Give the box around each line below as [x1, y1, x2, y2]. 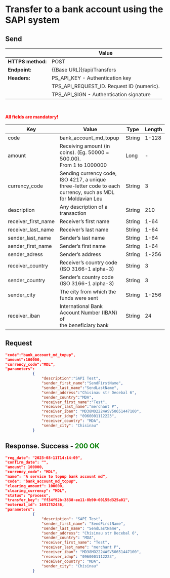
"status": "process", [5, 493, 51, 498]
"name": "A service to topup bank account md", [5, 474, 108, 479]
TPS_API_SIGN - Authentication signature [51, 91, 151, 98]
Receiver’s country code [59, 259, 117, 266]
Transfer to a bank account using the [5, 4, 163, 15]
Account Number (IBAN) [59, 309, 118, 316]
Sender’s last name [59, 235, 105, 241]
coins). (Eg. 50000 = [59, 149, 110, 156]
